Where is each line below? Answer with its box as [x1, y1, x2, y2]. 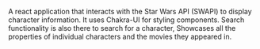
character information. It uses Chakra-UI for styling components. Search [8, 15, 245, 24]
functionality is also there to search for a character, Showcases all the [8, 24, 236, 32]
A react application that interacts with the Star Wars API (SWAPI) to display [8, 7, 252, 16]
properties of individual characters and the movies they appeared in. [8, 32, 232, 41]
